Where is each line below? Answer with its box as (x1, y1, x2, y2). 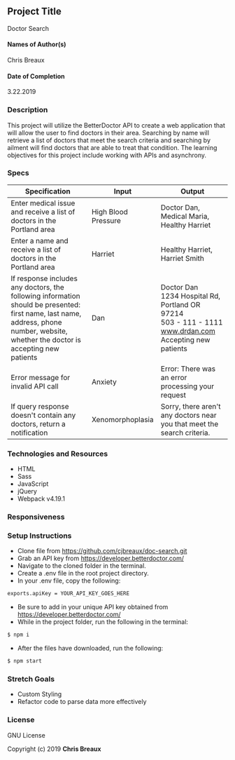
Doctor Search (7, 24, 49, 32)
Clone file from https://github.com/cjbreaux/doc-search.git (17, 547, 187, 555)
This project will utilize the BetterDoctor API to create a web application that (7, 121, 225, 129)
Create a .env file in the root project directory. (17, 569, 149, 578)
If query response (10, 401, 69, 411)
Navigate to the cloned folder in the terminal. (17, 562, 147, 570)
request (160, 390, 187, 400)
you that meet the (160, 419, 219, 428)
